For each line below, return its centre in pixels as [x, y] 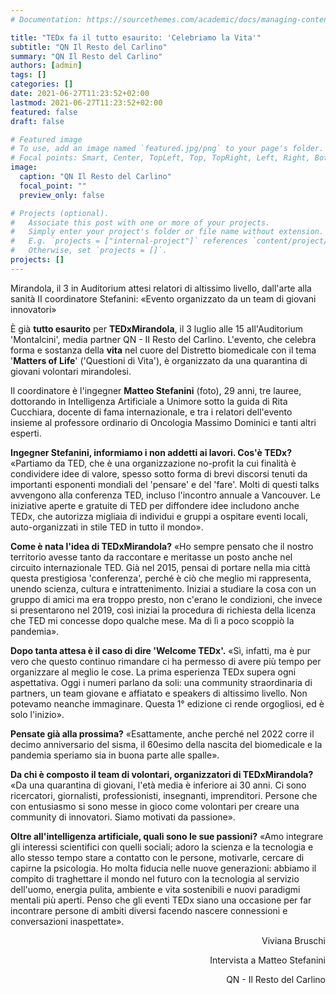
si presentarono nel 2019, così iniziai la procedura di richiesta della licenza [163, 610]
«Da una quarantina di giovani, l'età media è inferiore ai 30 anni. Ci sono [158, 785]
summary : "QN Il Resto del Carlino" [86, 56]
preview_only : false [62, 195]
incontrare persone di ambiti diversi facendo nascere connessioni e [149, 910]
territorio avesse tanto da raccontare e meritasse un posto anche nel [151, 557]
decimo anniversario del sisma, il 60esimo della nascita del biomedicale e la [166, 744]
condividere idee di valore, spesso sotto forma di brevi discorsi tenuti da [159, 473]
